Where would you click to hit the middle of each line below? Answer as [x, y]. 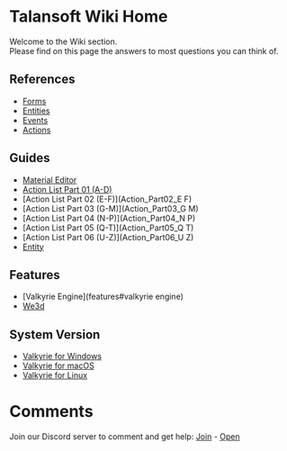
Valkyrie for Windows [62, 356]
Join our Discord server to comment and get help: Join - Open [125, 437]
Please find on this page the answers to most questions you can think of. [144, 50]
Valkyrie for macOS [58, 365]
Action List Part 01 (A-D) [67, 189]
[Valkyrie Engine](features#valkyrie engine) [103, 297]
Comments [51, 412]
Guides [30, 158]
